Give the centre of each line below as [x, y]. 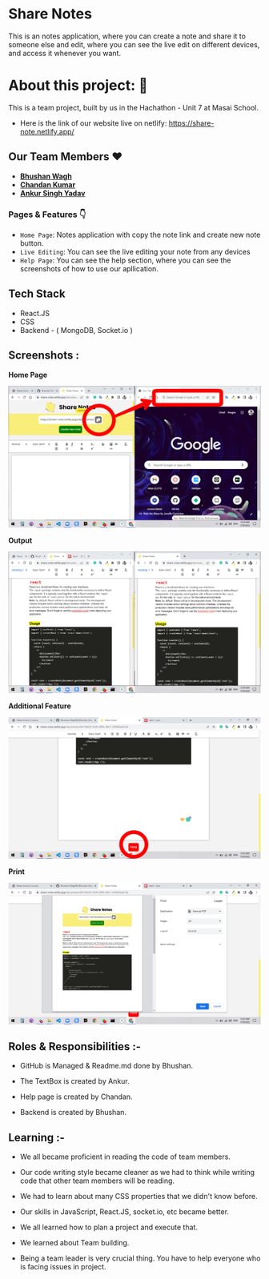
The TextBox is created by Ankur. [74, 1081]
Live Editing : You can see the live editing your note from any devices [135, 251]
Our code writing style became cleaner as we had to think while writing [137, 1173]
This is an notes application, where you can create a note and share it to [127, 36]
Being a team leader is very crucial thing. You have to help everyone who [140, 1258]
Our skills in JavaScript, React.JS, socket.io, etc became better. [124, 1212]
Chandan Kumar [48, 184]
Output [20, 540]
